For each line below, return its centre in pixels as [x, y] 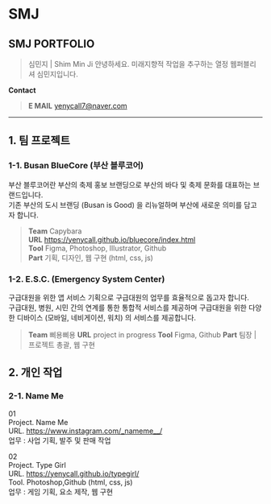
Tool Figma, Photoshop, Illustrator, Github [97, 248]
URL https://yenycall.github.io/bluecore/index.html [112, 239]
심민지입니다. [57, 74]
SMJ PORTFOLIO [52, 44]
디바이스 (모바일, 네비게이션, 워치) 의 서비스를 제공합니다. [106, 317]
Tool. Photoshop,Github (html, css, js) [71, 482]
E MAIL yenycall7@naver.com [77, 106]
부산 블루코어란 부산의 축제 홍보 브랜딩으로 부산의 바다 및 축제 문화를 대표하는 [130, 184]
